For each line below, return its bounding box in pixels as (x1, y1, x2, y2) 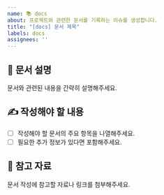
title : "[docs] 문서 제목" (7, 23, 80, 30)
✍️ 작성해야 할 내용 (7, 106, 84, 118)
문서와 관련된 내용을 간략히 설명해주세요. (7, 83, 117, 92)
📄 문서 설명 (7, 64, 52, 75)
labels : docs (7, 29, 45, 37)
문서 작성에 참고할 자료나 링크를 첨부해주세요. (7, 180, 131, 189)
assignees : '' (7, 36, 49, 43)
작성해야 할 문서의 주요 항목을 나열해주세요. (17, 129, 135, 137)
